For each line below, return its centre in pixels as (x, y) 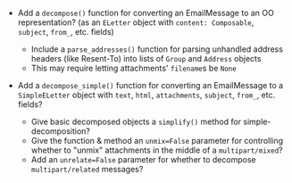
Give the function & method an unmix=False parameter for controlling (157, 141)
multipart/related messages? (87, 169)
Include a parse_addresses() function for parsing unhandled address (157, 49)
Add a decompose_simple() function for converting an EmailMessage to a (150, 85)
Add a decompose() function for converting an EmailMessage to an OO (146, 13)
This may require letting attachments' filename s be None (133, 68)
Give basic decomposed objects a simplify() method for (136, 121)
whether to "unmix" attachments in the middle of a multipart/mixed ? (157, 150)
